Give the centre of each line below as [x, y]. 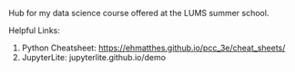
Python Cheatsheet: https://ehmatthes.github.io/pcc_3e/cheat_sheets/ [153, 48]
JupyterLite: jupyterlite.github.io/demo [93, 57]
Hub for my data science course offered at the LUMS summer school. [139, 13]
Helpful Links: [35, 30]
